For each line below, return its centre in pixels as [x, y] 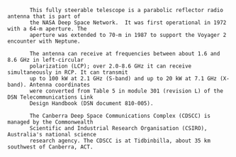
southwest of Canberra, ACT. [50, 147]
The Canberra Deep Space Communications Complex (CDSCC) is [120, 116]
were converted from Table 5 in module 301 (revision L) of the [126, 91]
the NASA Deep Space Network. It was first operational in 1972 [128, 23]
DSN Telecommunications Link [50, 97]
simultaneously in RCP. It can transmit [68, 72]
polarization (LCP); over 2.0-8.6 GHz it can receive [111, 66]
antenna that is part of [44, 16]
